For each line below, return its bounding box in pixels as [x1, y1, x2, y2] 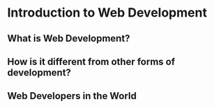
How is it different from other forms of [7, 55, 176, 67]
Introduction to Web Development [7, 5, 208, 21]
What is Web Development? [7, 33, 130, 44]
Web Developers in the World [7, 90, 137, 102]
